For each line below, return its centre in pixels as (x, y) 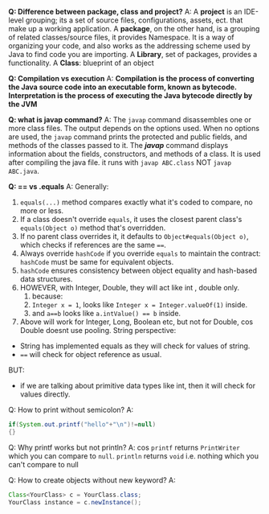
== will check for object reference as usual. (91, 354)
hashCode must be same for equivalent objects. (97, 262)
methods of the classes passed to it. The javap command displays (118, 145)
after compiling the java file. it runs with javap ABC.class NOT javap (120, 162)
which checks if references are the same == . (93, 245)
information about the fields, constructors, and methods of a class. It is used (134, 154)
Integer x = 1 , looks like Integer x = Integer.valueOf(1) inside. (140, 304)
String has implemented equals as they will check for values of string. (135, 346)
